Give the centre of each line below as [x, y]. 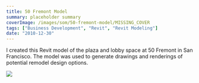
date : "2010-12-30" [30, 34]
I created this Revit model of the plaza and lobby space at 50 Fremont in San [99, 50]
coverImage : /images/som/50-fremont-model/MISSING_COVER [78, 22]
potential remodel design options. [47, 63]
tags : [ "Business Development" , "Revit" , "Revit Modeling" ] [82, 28]
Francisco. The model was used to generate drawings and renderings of [94, 57]
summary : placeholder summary [44, 17]
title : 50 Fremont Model [37, 11]
